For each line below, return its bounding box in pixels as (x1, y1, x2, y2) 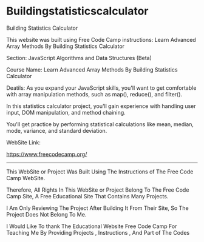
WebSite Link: (6, 138, 41, 146)
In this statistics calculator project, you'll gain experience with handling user (6, 102, 196, 110)
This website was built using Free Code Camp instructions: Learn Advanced (6, 36, 196, 43)
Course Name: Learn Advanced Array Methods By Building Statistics (6, 66, 178, 73)
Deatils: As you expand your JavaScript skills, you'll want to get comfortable (6, 84, 197, 92)
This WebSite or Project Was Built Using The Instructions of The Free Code (6, 168, 194, 175)
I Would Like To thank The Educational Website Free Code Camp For (6, 223, 177, 230)
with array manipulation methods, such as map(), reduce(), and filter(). (6, 90, 183, 98)
